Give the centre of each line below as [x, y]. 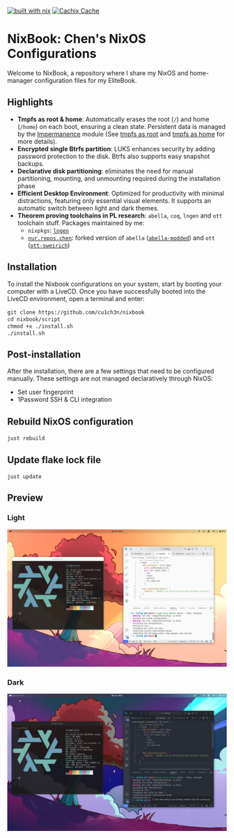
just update [24, 477]
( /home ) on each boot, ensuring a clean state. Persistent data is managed [122, 126]
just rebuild [26, 439]
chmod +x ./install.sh [40, 326]
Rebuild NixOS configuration [70, 421]
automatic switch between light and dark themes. [88, 208]
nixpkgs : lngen [48, 230]
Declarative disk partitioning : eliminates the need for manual [105, 171]
